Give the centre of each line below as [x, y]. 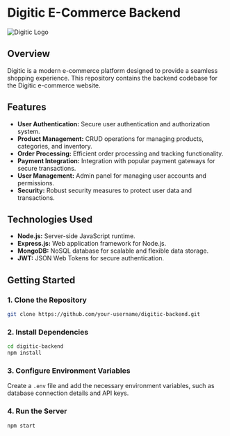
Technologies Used [50, 219]
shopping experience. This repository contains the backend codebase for [112, 78]
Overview [29, 54]
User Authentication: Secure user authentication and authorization [114, 124]
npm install [24, 353]
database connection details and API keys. [68, 393]
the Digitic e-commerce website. [54, 85]
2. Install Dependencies [48, 332]
